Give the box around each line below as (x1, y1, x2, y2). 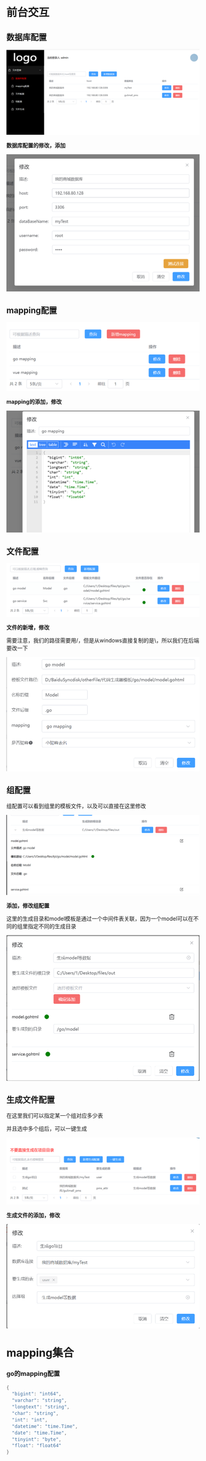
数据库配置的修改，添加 (6, 142, 66, 149)
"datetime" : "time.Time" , (12, 1423, 78, 1429)
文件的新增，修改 (6, 624, 50, 631)
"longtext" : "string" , (12, 1404, 70, 1410)
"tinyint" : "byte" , (12, 1436, 62, 1443)
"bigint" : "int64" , (12, 1391, 62, 1397)
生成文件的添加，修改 (6, 1211, 60, 1219)
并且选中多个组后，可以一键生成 (6, 1125, 87, 1132)
